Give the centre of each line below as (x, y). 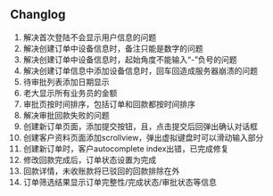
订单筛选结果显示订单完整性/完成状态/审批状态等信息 (120, 182)
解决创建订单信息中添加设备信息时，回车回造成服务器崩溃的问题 (140, 70)
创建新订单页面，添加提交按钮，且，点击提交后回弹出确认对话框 (140, 126)
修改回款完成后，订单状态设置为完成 (90, 159)
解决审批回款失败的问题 (66, 115)
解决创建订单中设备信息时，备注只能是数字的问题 (113, 48)
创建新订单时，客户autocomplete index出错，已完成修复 (126, 148)
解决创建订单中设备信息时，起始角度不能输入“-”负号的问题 (130, 59)
